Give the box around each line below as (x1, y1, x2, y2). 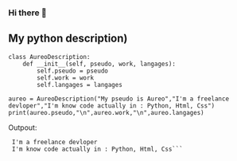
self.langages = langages (37, 80, 123, 88)
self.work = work (37, 73, 94, 82)
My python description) (8, 32, 128, 45)
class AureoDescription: (8, 53, 91, 61)
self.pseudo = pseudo (37, 67, 109, 75)
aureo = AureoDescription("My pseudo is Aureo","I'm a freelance (8, 95, 229, 103)
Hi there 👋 (8, 7, 48, 18)
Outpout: (8, 123, 37, 132)
